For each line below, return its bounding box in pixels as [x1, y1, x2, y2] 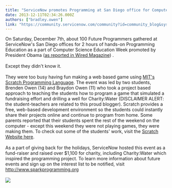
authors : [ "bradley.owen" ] [5, 17, 63, 22]
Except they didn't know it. [5, 63, 61, 69]
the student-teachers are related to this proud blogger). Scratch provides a [5, 101, 163, 108]
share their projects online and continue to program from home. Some [5, 112, 153, 118]
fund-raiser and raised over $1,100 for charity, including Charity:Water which [5, 150, 166, 156]
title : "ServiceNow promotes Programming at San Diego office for [5, 7, 150, 13]
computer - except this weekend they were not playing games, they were [5, 123, 160, 129]
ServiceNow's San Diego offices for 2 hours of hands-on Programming [5, 41, 155, 48]
